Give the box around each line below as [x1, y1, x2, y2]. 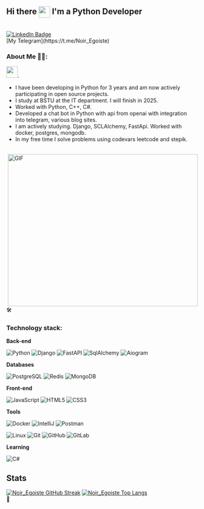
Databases [6, 361, 35, 369]
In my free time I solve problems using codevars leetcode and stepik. [15, 136, 188, 143]
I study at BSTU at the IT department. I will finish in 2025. [15, 97, 158, 104]
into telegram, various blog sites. [15, 116, 97, 123]
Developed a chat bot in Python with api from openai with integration [15, 110, 187, 117]
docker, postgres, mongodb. [15, 129, 86, 137]
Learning [6, 443, 30, 451]
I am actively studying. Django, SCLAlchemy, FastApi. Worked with [15, 123, 182, 130]
